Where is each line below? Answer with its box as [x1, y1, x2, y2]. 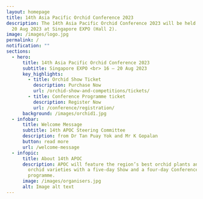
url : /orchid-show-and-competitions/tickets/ [33, 88, 150, 94]
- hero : [11, 54, 31, 60]
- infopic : [11, 150, 39, 156]
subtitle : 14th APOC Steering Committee [22, 127, 126, 133]
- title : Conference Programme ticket [28, 93, 126, 99]
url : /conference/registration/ [33, 104, 115, 111]
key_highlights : [22, 71, 63, 77]
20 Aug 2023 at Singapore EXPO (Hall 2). [11, 25, 118, 32]
